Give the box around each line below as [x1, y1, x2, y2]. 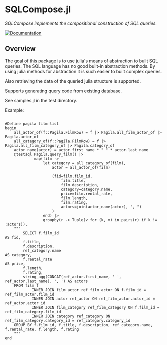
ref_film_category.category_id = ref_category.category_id [5, 318, 131, 323]
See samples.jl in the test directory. [5, 97, 77, 103]
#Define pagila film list [5, 121, 59, 126]
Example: [5, 107, 24, 113]
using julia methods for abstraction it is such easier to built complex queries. [5, 68, 162, 74]
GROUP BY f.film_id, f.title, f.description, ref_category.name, [14, 322, 153, 327]
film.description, [60, 182, 99, 187]
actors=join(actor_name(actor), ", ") [60, 204, 142, 209]
